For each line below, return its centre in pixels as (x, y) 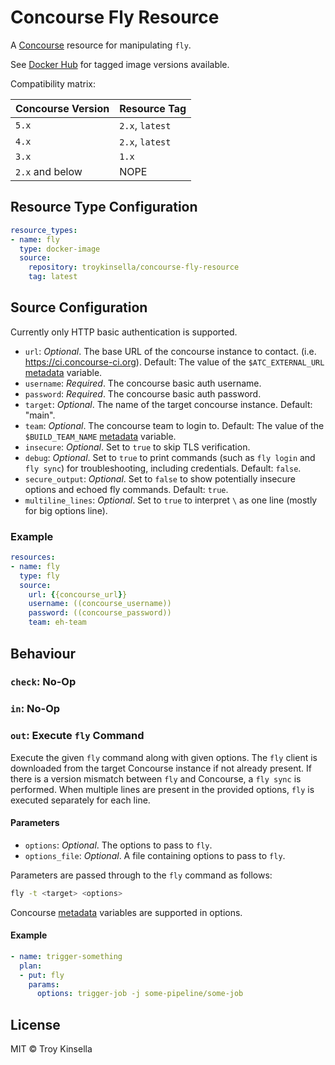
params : (44, 984)
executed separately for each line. (80, 800)
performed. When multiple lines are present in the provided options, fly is (162, 789)
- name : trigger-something (66, 956)
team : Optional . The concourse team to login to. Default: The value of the (174, 425)
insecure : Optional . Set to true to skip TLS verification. (137, 447)
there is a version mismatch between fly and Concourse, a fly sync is (156, 778)
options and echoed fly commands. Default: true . (126, 489)
